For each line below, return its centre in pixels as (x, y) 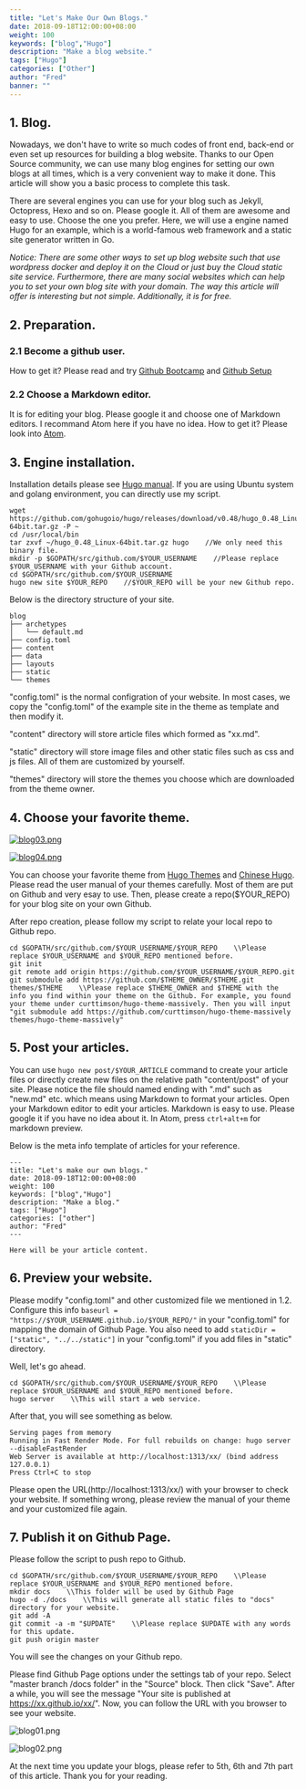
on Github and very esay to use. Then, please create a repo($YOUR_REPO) (150, 894)
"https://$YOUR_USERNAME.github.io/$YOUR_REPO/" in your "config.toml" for (149, 1319)
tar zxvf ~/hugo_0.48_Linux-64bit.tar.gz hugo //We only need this (146, 543)
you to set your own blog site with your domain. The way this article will (144, 286)
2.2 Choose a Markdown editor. (81, 395)
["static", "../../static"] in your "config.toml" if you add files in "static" (151, 1338)
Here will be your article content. (79, 1250)
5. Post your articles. (70, 1048)
